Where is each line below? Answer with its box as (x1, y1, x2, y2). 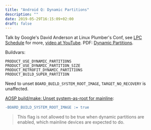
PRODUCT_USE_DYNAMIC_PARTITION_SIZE (5, 63, 80, 68)
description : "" (5, 12, 38, 17)
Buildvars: (5, 49, 26, 55)
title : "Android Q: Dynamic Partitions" (5, 7, 90, 12)
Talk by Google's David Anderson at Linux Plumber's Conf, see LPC (5, 35, 142, 41)
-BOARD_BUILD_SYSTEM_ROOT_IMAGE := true (5, 105, 90, 110)
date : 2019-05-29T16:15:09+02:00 (5, 16, 74, 21)
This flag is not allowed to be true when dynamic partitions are (17, 114, 145, 120)
